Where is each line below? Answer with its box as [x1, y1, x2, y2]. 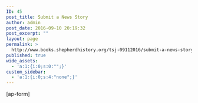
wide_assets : [6, 58, 38, 64]
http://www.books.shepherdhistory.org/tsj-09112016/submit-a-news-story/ [11, 47, 196, 53]
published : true [6, 52, 46, 58]
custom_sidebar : [6, 69, 46, 75]
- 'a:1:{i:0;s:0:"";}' [11, 63, 67, 69]
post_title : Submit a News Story [6, 14, 88, 20]
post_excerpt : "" [6, 31, 49, 36]
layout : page [6, 36, 38, 42]
